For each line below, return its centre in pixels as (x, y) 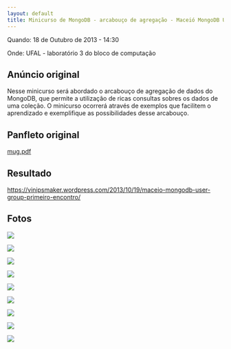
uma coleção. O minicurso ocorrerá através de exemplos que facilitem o (109, 106)
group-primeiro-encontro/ (44, 197)
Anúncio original (43, 74)
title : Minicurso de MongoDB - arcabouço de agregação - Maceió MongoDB (113, 20)
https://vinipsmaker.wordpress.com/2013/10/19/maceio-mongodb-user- (109, 190)
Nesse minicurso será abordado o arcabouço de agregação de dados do (110, 91)
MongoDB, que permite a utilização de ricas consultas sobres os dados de (113, 99)
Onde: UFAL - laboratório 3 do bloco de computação (81, 53)
